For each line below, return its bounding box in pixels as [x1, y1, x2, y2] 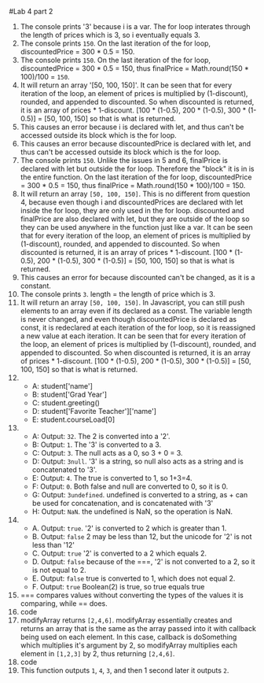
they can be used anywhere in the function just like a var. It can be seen [20, 223, 254, 231]
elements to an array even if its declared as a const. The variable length [20, 306, 252, 316]
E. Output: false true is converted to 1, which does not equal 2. [31, 574, 236, 583]
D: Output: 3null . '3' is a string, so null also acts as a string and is [31, 456, 244, 466]
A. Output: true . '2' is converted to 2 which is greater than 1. [31, 523, 227, 533]
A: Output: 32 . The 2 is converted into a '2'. [31, 432, 170, 441]
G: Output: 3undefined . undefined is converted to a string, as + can [31, 490, 248, 499]
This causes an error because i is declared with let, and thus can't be [20, 122, 244, 131]
